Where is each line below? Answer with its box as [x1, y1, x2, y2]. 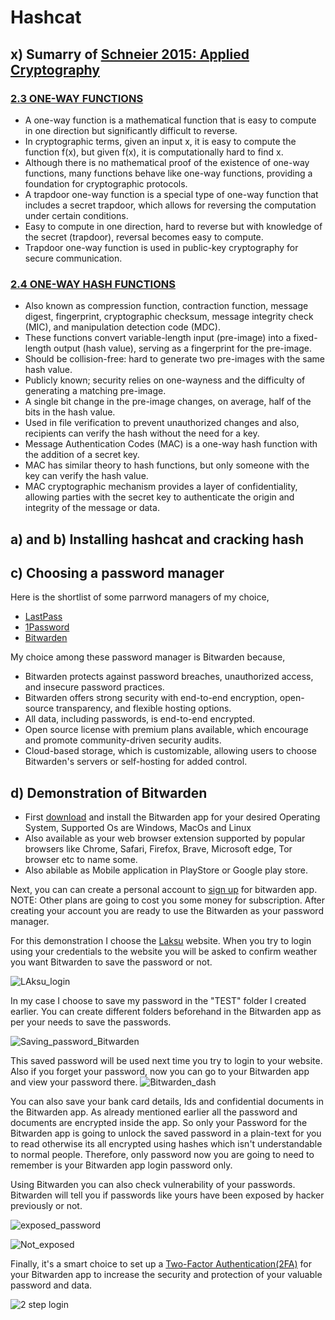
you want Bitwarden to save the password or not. [10, 956, 213, 968]
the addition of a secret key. [24, 449, 140, 461]
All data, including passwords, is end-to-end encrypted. [24, 713, 256, 725]
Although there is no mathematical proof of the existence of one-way [24, 156, 310, 168]
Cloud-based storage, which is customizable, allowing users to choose [24, 745, 317, 757]
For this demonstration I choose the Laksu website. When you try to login [10, 935, 312, 947]
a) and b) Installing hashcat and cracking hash [10, 531, 304, 548]
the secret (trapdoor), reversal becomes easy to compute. [24, 231, 264, 243]
